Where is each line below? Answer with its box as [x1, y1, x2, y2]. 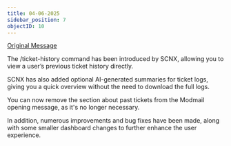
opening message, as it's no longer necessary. [7, 104, 140, 112]
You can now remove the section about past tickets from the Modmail [7, 96, 205, 104]
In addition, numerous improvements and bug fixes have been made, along [7, 117, 220, 125]
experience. [7, 131, 41, 139]
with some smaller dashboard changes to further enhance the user [7, 124, 197, 132]
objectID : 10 [7, 23, 45, 29]
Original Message [7, 42, 57, 50]
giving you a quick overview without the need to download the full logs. [7, 83, 210, 91]
